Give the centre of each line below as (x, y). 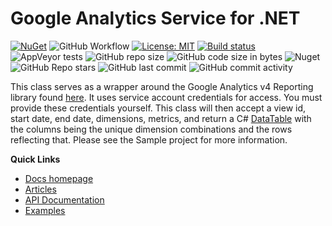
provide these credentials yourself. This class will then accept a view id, (158, 108)
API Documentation (64, 199)
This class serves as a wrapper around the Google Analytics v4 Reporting (162, 86)
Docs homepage (59, 178)
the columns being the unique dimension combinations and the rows (151, 129)
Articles (40, 189)
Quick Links (35, 159)
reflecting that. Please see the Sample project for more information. (149, 139)
